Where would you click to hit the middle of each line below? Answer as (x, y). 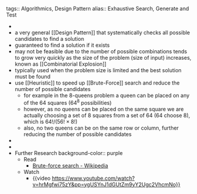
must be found (33, 77)
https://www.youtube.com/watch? (93, 178)
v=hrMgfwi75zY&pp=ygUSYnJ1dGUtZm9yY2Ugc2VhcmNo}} (106, 184)
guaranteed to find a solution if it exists (62, 45)
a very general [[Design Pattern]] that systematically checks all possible (102, 33)
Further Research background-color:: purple (69, 153)
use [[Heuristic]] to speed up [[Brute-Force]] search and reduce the (97, 83)
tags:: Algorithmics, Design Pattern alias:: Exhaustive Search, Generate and (98, 9)
